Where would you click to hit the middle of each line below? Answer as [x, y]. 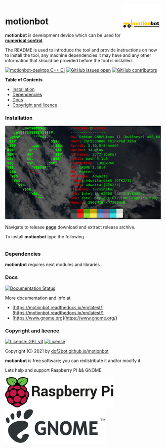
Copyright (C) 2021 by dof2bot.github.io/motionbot [57, 351]
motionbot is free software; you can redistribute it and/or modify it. [73, 361]
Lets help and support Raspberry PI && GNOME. [54, 370]
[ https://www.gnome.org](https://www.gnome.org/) [65, 318]
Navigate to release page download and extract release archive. [70, 227]
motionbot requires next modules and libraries [53, 265]
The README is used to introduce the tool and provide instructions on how [81, 50]
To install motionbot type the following [44, 237]
